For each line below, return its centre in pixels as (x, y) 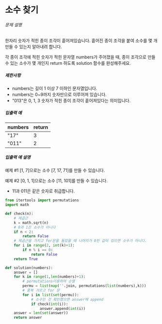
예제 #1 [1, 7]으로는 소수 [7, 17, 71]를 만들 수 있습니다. (55, 171)
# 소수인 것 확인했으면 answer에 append (67, 299)
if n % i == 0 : (38, 250)
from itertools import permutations (42, 200)
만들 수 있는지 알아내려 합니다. (33, 47)
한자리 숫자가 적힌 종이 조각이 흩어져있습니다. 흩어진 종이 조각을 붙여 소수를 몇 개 (81, 41)
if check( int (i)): (49, 304)
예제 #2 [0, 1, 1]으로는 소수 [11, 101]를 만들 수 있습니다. (57, 181)
